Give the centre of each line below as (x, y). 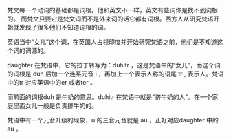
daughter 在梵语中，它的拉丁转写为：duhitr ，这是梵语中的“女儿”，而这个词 (114, 65)
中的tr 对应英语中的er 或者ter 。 (52, 82)
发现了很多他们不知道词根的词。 (64, 27)
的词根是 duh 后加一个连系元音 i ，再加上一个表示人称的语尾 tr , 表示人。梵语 (115, 74)
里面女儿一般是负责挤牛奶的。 (55, 106)
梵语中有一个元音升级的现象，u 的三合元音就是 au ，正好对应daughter (106, 120)
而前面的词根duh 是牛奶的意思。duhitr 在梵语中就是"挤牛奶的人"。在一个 (110, 97)
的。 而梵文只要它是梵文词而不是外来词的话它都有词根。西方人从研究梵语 (110, 19)
